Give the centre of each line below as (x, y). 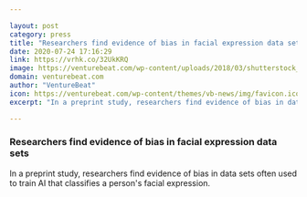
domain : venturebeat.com (57, 77)
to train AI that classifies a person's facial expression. (110, 182)
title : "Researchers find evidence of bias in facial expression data (147, 43)
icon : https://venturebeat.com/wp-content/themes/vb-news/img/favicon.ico (155, 93)
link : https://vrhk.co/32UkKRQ (69, 60)
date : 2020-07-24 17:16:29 (61, 51)
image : (22, 68)
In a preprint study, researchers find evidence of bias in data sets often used (153, 173)
